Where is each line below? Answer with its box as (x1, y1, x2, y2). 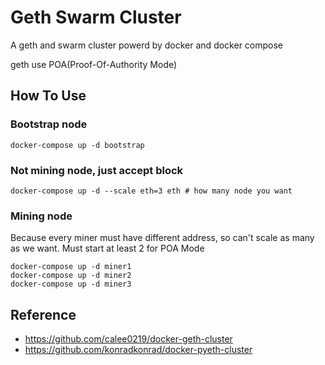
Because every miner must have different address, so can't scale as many (10, 232, 315, 244)
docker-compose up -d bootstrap (10, 140, 145, 150)
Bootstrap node (10, 117, 88, 131)
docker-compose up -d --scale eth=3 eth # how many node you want (10, 186, 293, 196)
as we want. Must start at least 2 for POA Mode (10, 242, 205, 255)
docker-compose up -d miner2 (10, 271, 132, 281)
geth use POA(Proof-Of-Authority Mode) (10, 58, 178, 70)
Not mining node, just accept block (10, 163, 184, 177)
